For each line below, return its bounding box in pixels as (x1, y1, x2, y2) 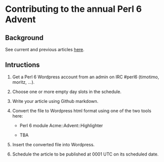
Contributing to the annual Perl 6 (5, 3, 142, 15)
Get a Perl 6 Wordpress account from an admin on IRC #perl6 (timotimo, (12, 74, 160, 80)
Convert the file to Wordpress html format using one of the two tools (12, 107, 152, 114)
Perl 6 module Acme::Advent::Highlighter (19, 122, 103, 129)
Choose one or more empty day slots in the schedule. (12, 89, 122, 95)
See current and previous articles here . (5, 47, 85, 52)
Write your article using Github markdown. (12, 98, 99, 104)
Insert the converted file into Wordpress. (12, 141, 95, 147)
